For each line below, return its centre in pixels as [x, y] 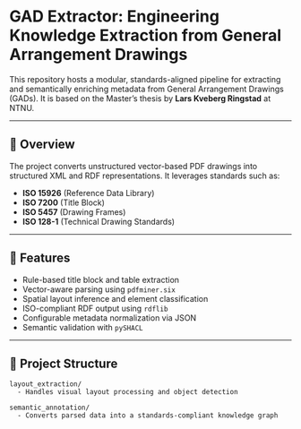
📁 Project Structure [64, 363]
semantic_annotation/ [50, 408]
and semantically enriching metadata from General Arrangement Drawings [146, 89]
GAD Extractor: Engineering [114, 17]
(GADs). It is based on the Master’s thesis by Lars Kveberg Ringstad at [140, 98]
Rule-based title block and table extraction [101, 279]
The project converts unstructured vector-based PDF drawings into [133, 166]
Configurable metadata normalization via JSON [109, 317]
